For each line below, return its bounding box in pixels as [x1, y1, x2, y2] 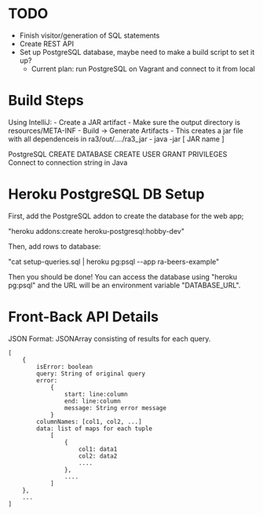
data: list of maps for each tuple [36, 425, 153, 433]
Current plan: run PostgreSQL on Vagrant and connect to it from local [31, 64, 255, 73]
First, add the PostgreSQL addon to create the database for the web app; [8, 211, 244, 221]
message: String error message [64, 404, 167, 412]
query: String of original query [36, 370, 146, 378]
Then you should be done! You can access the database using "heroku [8, 272, 238, 281]
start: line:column [64, 390, 128, 398]
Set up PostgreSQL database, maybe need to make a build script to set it [19, 47, 255, 57]
